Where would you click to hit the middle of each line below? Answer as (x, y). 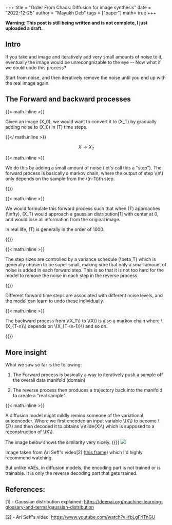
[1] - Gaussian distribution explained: (44, 502)
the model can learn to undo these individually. (55, 301)
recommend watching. (29, 458)
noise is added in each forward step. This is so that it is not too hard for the (85, 270)
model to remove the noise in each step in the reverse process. (72, 276)
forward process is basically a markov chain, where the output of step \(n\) (84, 173)
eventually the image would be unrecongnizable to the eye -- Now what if (83, 62)
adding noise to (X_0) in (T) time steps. (46, 127)
